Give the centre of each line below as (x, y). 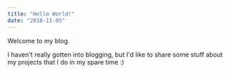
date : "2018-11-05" (36, 21)
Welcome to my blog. (39, 40)
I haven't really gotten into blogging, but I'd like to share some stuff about (115, 55)
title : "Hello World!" (41, 14)
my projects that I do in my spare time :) (66, 62)
